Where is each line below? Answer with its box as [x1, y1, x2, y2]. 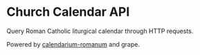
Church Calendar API [6, 4, 130, 20]
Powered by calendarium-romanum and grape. [6, 40, 140, 48]
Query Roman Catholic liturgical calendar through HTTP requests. [6, 27, 194, 35]
